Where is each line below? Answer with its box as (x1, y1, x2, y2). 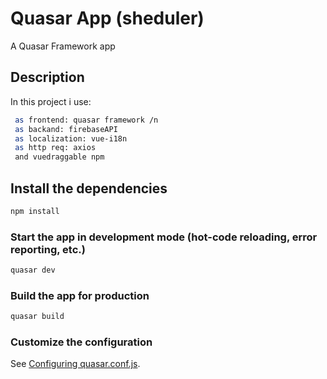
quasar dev (10, 265, 56, 276)
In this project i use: (10, 95, 92, 107)
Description (10, 69, 85, 86)
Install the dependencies (10, 180, 168, 197)
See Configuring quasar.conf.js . (10, 358, 141, 370)
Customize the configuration (10, 335, 153, 349)
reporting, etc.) (10, 242, 86, 256)
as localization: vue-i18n (14, 133, 128, 144)
